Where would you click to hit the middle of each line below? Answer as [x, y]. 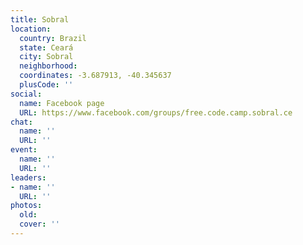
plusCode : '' [46, 85]
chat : [21, 122]
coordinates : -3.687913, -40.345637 [95, 76]
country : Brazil [53, 38]
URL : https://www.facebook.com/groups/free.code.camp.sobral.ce [156, 112]
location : [31, 29]
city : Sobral [46, 57]
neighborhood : [48, 66]
